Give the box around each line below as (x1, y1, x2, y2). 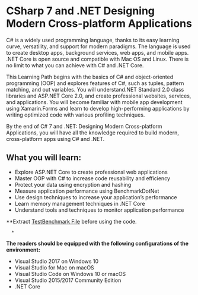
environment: (6, 246, 40, 253)
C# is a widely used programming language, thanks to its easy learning (6, 36, 180, 43)
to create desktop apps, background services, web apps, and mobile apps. (6, 49, 189, 56)
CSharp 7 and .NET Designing (6, 4, 155, 18)
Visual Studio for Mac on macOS (14, 263, 95, 271)
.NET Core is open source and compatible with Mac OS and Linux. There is (6, 55, 189, 62)
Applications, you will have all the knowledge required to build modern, (6, 129, 180, 136)
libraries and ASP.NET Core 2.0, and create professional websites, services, (6, 92, 191, 99)
